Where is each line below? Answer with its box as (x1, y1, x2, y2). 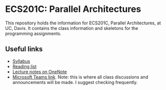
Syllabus (12, 58, 30, 64)
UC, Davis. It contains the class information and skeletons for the (5, 25, 139, 31)
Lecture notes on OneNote (12, 69, 67, 75)
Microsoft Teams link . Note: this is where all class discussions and (12, 74, 149, 80)
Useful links (5, 45, 43, 53)
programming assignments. (5, 30, 61, 36)
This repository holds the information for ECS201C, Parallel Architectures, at (5, 20, 161, 26)
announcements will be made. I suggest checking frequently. (12, 79, 138, 85)
